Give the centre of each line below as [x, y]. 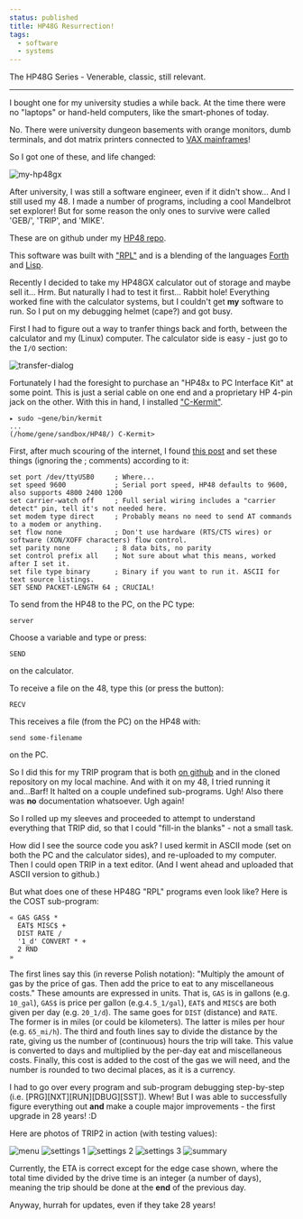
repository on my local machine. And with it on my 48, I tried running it [140, 782]
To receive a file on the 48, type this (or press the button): [117, 688]
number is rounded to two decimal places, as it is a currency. [123, 1070]
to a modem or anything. [56, 525]
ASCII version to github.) [55, 875]
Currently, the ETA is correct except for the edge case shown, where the [144, 1169]
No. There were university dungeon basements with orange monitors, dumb [150, 130]
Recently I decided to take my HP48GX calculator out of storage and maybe [150, 283]
